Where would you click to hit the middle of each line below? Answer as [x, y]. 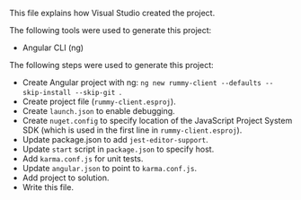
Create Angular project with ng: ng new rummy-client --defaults [142, 83]
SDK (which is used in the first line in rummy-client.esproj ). [132, 130]
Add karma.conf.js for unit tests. [83, 159]
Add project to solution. [66, 178]
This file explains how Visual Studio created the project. [112, 13]
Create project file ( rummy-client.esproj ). [99, 101]
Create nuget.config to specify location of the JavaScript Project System [157, 121]
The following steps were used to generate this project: [111, 65]
